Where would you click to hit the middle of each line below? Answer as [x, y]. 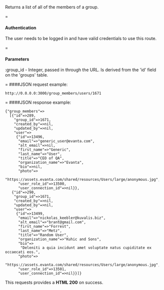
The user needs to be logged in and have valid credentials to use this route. [81, 39]
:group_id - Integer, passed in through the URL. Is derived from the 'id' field [81, 70]
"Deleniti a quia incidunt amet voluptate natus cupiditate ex [86, 248]
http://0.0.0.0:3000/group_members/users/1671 [53, 94]
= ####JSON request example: [36, 84]
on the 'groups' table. [27, 75]
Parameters [17, 59]
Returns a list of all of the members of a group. [52, 7]
